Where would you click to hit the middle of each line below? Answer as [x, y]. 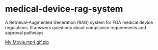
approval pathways [24, 33]
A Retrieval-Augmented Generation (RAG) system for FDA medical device [79, 22]
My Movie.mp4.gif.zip [27, 42]
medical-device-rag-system [64, 9]
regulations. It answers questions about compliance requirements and [76, 27]
